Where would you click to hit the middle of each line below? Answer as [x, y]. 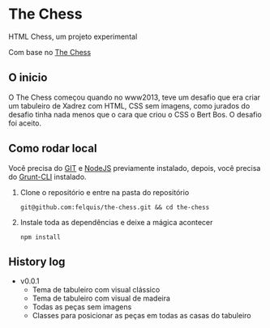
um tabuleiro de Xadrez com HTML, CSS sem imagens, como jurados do [129, 105]
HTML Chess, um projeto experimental [73, 36]
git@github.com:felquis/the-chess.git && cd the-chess [115, 207]
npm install [40, 237]
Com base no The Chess [50, 52]
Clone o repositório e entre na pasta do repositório [105, 192]
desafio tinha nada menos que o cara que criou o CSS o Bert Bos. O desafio [135, 114]
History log [37, 261]
